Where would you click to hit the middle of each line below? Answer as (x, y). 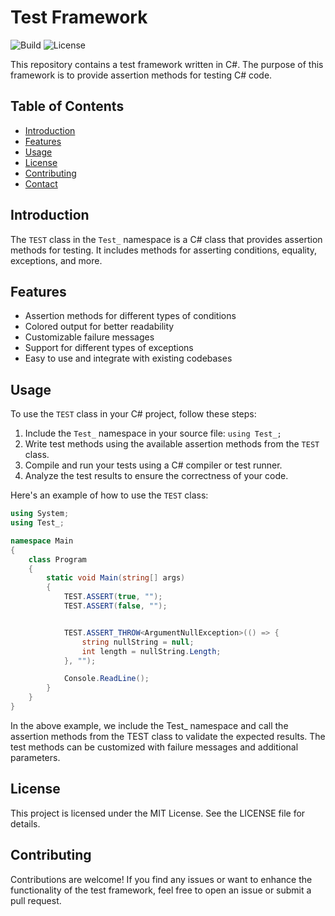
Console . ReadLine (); (106, 679)
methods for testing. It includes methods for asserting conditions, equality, (164, 250)
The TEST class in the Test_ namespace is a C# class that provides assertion (166, 239)
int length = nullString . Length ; (151, 651)
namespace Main (42, 541)
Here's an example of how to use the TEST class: (109, 495)
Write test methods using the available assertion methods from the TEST (172, 444)
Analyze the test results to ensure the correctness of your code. (156, 476)
